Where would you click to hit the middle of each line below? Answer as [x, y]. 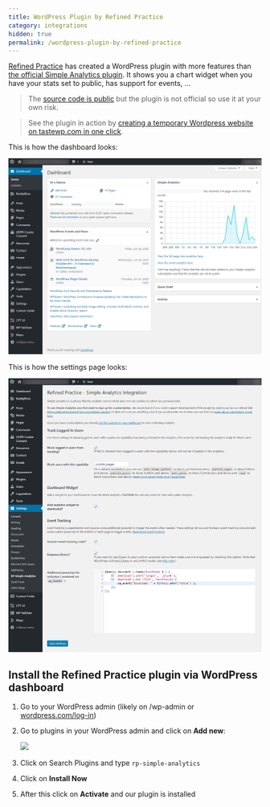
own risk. [43, 108]
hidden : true [30, 34]
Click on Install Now [53, 778]
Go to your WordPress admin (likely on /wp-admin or [107, 707]
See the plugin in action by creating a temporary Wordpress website [141, 123]
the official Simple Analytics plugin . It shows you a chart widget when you [131, 75]
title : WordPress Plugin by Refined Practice [86, 17]
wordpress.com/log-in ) [58, 715]
